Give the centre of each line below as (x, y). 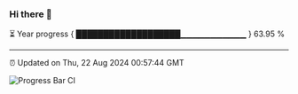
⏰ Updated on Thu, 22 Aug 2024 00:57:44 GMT (97, 63)
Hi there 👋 (31, 14)
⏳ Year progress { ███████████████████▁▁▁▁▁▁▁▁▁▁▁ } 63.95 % (147, 34)
